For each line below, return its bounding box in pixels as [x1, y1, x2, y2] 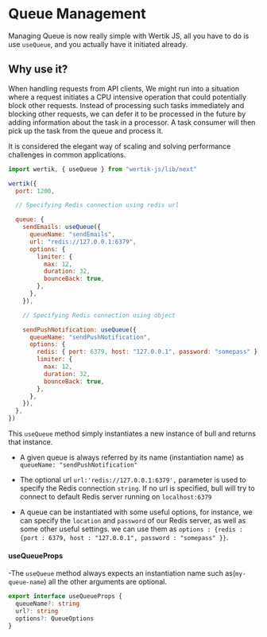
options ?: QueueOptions [15, 614, 94, 623]
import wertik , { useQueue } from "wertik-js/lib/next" [8, 165, 197, 173]
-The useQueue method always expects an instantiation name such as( [8, 569, 236, 578]
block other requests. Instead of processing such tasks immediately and [8, 100, 245, 110]
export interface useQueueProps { [8, 592, 123, 600]
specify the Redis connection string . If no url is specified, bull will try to [19, 484, 256, 493]
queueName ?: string [15, 600, 80, 608]
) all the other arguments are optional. [43, 577, 167, 587]
